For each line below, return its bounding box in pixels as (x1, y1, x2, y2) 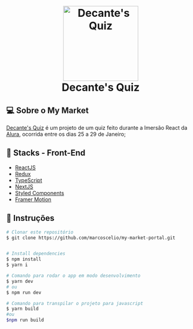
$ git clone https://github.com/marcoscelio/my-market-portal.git (6, 235, 176, 241)
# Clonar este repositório (6, 229, 74, 235)
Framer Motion (14, 196, 52, 203)
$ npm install (6, 256, 42, 262)
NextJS (14, 183, 34, 190)
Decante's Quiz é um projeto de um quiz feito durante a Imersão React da (6, 124, 188, 131)
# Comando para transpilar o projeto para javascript (6, 300, 144, 306)
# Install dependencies (6, 251, 66, 257)
